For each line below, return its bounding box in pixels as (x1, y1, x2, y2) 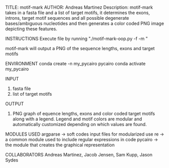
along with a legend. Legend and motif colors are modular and (12, 116, 142, 122)
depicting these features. (5, 26, 58, 32)
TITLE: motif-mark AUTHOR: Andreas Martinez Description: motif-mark (5, 5, 153, 10)
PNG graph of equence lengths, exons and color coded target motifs (12, 111, 155, 116)
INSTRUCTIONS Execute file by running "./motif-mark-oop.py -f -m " (5, 35, 148, 41)
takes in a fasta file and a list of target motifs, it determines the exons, (5, 10, 150, 16)
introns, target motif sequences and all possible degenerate (5, 15, 130, 21)
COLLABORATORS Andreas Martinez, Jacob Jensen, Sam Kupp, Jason (5, 152, 153, 157)
